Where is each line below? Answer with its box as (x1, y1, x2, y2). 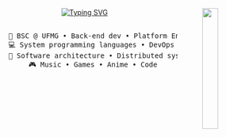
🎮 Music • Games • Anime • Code (28, 60, 158, 69)
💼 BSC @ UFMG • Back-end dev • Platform (8, 32, 168, 40)
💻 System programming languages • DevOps (8, 40, 175, 49)
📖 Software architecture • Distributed (8, 51, 163, 60)
